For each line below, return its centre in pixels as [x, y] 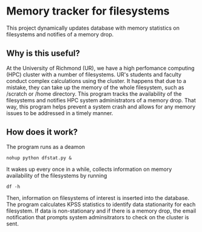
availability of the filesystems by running [57, 175]
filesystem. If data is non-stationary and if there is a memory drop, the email [101, 211]
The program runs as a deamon [46, 147]
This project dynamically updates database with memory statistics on [93, 28]
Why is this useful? [43, 54]
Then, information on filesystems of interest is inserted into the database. [98, 197]
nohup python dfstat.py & [39, 158]
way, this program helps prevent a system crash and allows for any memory [101, 107]
